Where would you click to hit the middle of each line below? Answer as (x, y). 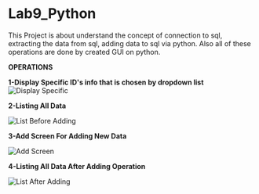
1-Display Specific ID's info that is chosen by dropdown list (106, 82)
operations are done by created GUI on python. (84, 52)
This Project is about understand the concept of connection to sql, (115, 35)
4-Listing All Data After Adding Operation (77, 166)
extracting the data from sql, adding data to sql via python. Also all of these (129, 43)
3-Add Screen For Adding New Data (67, 136)
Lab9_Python (52, 14)
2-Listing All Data (37, 106)
